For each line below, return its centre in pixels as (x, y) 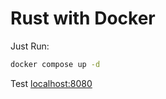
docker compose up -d (55, 64)
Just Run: (30, 46)
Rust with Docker (83, 18)
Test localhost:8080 (51, 83)
